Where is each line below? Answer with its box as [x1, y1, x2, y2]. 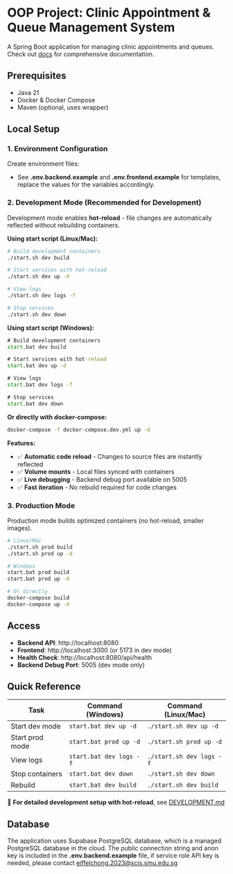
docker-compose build [7, 595, 70, 602]
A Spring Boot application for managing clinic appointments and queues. [7, 42, 214, 51]
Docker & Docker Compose [17, 96, 96, 104]
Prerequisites [7, 70, 67, 82]
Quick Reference [7, 681, 81, 692]
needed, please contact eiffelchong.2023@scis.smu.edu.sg [7, 859, 178, 867]
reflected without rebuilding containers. [7, 220, 120, 229]
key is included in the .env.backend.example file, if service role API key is [7, 851, 220, 860]
